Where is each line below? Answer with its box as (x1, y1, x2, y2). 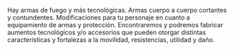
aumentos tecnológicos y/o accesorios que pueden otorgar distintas (7, 28, 206, 36)
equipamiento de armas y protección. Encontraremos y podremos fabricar (7, 21, 223, 29)
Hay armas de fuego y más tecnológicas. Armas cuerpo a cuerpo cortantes (7, 6, 228, 14)
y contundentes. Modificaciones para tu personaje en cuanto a (7, 13, 190, 22)
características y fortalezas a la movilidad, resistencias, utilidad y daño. (7, 36, 215, 44)
